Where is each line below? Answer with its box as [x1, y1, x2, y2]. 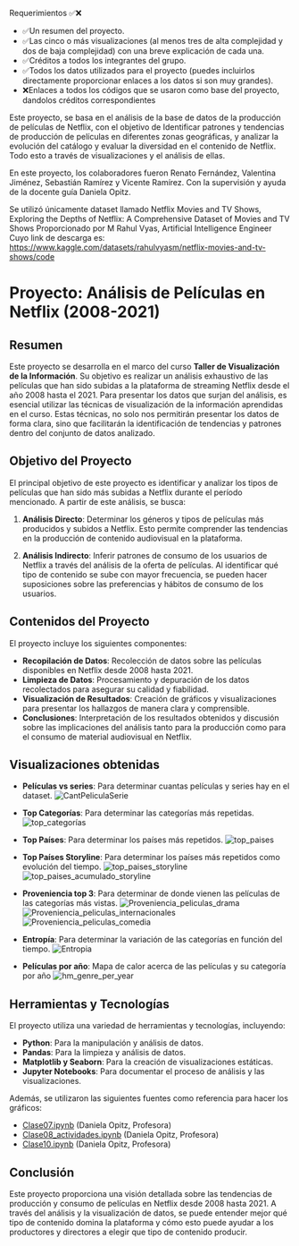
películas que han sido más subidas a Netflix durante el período [9, 487, 243, 498]
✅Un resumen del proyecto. [21, 26, 125, 36]
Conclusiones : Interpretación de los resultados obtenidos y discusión [21, 712, 279, 723]
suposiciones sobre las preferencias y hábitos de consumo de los [21, 578, 264, 589]
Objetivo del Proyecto [9, 454, 132, 469]
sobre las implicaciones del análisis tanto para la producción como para [21, 721, 287, 732]
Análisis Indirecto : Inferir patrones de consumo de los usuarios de [21, 550, 268, 560]
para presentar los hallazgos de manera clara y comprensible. [21, 703, 250, 713]
